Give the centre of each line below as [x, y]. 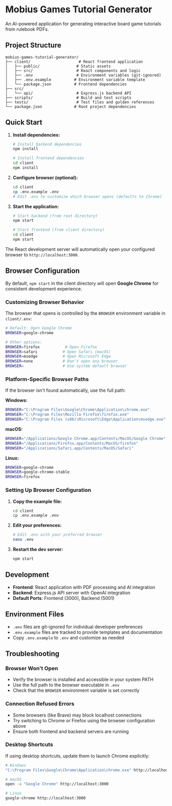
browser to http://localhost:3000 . [42, 254]
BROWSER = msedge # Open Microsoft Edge [58, 356]
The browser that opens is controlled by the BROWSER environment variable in [85, 313]
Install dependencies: [36, 135]
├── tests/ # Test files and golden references [80, 102]
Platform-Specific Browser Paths [47, 379]
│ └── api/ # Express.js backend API [68, 93]
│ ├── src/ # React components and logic [73, 70]
